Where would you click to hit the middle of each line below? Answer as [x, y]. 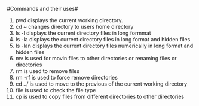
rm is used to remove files [48, 71]
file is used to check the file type [56, 90]
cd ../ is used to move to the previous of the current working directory [101, 84]
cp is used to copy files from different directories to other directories [100, 96]
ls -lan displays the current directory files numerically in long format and [104, 46]
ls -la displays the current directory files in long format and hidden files [103, 39]
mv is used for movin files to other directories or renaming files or [96, 58]
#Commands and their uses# [42, 9]
